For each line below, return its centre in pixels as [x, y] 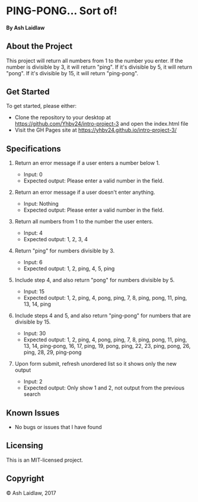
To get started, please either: [41, 106]
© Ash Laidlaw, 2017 [31, 493]
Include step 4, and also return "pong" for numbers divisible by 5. [95, 280]
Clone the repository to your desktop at [63, 117]
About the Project [39, 47]
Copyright [25, 479]
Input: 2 [33, 382]
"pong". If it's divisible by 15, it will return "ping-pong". [72, 73]
